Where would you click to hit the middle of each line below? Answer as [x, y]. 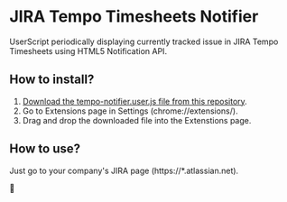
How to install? [52, 80]
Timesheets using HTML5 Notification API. [88, 50]
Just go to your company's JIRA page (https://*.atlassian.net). [124, 170]
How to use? [45, 149]
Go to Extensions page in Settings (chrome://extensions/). [130, 111]
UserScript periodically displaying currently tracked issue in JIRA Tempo [144, 41]
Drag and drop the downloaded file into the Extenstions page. [137, 120]
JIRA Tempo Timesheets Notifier [134, 17]
